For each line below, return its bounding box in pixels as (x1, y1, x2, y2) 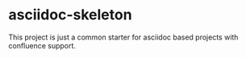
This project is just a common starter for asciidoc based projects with (8, 32, 239, 42)
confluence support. (8, 40, 77, 50)
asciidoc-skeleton (8, 6, 132, 24)
